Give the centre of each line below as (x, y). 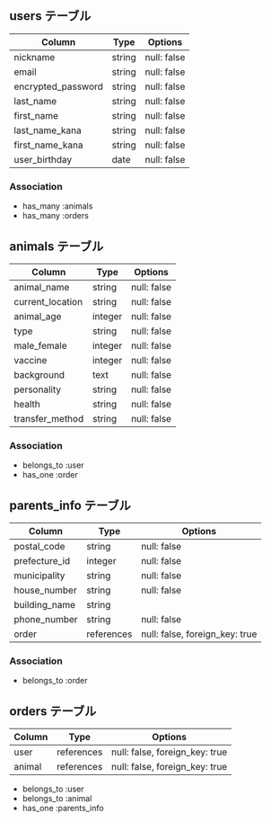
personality (37, 389)
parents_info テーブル (70, 505)
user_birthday (43, 159)
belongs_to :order (55, 681)
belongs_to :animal (57, 799)
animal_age (38, 316)
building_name (45, 605)
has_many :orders (56, 216)
